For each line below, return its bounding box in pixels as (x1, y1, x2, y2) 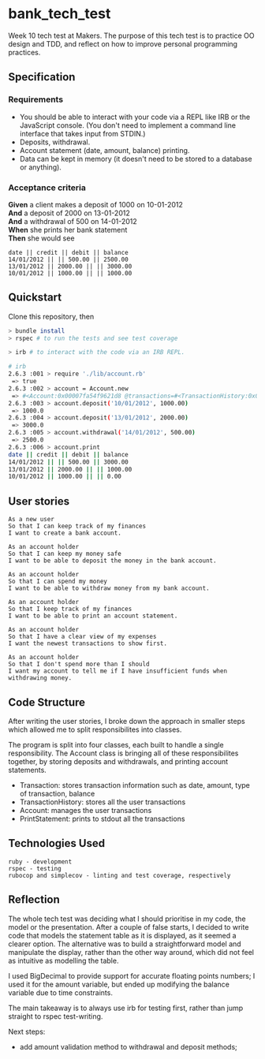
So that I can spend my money (8, 577, 108, 586)
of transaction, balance (19, 789, 95, 798)
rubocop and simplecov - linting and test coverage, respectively (8, 871, 231, 879)
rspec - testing (8, 864, 62, 872)
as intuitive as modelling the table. (8, 956, 119, 965)
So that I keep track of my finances (8, 605, 132, 613)
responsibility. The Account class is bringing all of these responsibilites (8, 748, 239, 758)
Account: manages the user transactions (19, 805, 152, 815)
